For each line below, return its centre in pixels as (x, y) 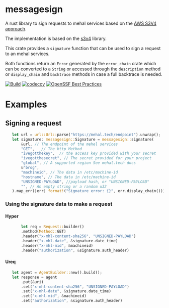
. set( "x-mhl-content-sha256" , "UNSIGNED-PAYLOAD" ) (75, 287)
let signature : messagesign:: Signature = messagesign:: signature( (83, 139)
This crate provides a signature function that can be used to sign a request (83, 48)
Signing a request (33, 123)
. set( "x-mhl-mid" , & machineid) (54, 296)
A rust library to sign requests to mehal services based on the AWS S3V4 (81, 23)
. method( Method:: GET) (44, 232)
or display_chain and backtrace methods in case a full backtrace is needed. (84, 74)
